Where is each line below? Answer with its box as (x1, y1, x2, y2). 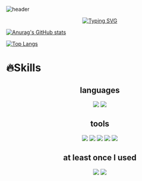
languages (80, 85, 120, 95)
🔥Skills (6, 61, 42, 74)
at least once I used (63, 152, 137, 163)
